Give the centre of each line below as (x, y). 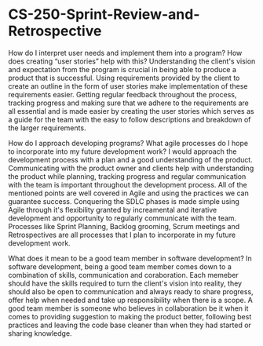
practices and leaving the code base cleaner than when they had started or (130, 325)
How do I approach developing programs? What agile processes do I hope (128, 143)
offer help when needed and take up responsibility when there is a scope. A (130, 300)
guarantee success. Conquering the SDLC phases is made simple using (124, 201)
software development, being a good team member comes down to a (120, 266)
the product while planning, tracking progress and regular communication (127, 176)
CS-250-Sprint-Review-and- (104, 15)
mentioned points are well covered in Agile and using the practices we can (128, 193)
